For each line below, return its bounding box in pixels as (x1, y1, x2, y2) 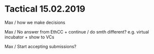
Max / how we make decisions (4, 19, 65, 25)
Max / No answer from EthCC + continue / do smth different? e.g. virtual (4, 29, 149, 35)
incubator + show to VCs (4, 34, 55, 40)
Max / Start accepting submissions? (4, 43, 77, 49)
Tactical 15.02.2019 (4, 3, 86, 15)
